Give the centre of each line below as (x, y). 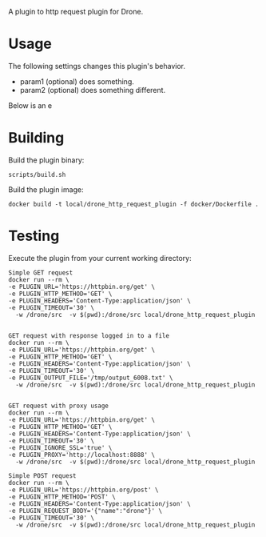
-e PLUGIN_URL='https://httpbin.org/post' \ (83, 490)
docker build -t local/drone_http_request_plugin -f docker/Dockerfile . (134, 204)
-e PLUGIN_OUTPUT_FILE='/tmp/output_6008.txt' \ (91, 378)
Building (36, 138)
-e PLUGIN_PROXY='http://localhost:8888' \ (82, 455)
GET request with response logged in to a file (89, 335)
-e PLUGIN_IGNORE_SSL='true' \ (60, 447)
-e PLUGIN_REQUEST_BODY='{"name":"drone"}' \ (85, 511)
